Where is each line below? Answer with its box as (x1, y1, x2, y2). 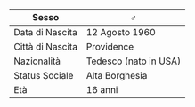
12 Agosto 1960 (85, 27, 156, 38)
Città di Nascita (13, 41, 78, 52)
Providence (85, 41, 134, 52)
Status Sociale (13, 70, 74, 81)
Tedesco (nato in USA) (85, 55, 181, 67)
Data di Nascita (13, 27, 77, 38)
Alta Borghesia (85, 70, 148, 81)
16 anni (85, 84, 118, 96)
